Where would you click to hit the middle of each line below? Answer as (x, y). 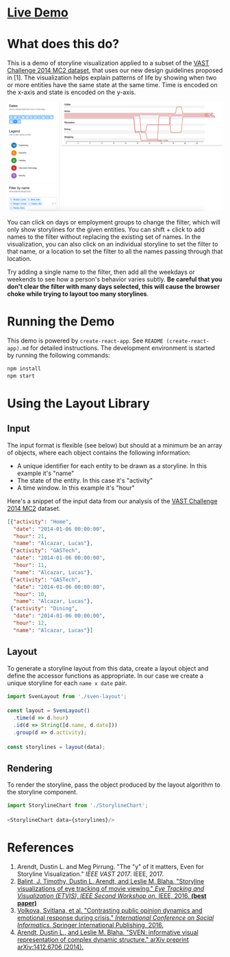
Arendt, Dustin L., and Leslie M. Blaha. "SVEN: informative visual (107, 932)
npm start (21, 376)
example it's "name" (46, 473)
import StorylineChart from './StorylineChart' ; (78, 806)
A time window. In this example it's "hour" (76, 487)
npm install (24, 369)
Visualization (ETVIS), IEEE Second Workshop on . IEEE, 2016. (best (112, 896)
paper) (27, 903)
